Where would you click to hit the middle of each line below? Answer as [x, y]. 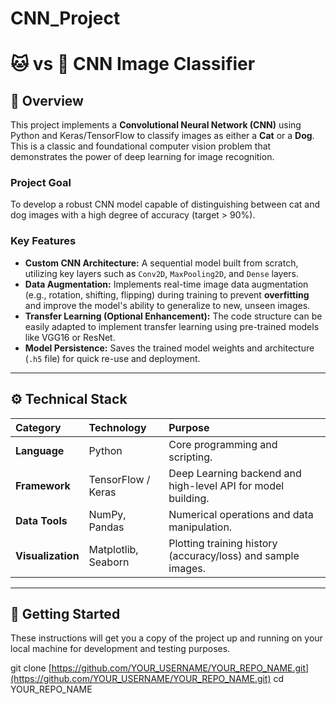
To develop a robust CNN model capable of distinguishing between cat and [165, 204]
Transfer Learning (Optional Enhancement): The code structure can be [173, 316]
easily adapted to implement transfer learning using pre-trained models [172, 326]
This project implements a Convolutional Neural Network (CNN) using [156, 125]
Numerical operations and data [241, 514]
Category [38, 427]
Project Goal [41, 183]
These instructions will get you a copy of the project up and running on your [166, 638]
